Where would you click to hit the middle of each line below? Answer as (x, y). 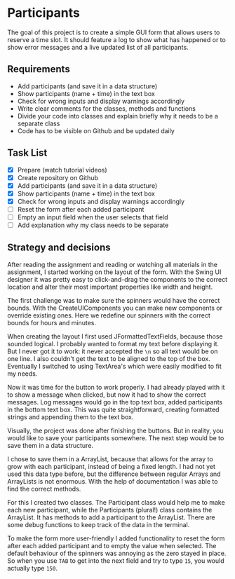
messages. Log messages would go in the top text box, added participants (115, 402)
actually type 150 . (33, 568)
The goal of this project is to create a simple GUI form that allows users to (114, 32)
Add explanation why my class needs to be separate (93, 225)
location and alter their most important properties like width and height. (110, 287)
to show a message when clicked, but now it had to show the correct (107, 395)
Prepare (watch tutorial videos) (62, 170)
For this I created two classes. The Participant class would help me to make (116, 502)
